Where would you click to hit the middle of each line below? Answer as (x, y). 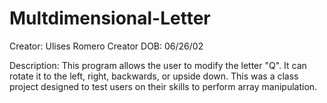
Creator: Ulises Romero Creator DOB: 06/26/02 (106, 46)
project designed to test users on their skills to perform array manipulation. (163, 86)
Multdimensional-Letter (110, 18)
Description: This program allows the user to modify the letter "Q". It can (158, 65)
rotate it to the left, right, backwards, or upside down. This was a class (154, 76)
